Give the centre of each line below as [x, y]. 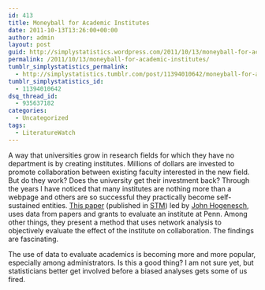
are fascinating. [34, 239]
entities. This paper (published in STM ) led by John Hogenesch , [146, 205]
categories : [28, 111]
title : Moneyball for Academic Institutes [79, 23]
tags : [17, 125]
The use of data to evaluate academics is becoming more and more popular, [132, 254]
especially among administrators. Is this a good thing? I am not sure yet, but [131, 262]
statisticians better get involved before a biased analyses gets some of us [128, 271]
